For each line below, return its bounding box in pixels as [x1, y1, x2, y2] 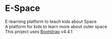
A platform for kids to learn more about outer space [5, 23, 107, 29]
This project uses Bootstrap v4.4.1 [5, 29, 72, 34]
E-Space [5, 3, 40, 14]
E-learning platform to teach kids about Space [5, 19, 97, 24]
